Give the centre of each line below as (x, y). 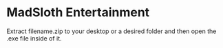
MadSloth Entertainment (78, 13)
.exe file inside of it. (34, 38)
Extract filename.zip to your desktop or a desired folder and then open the (111, 31)
